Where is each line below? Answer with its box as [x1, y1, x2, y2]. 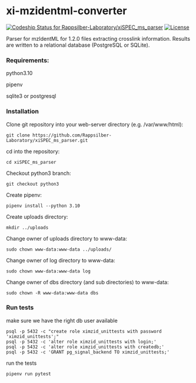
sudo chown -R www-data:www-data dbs [6, 290, 99, 296]
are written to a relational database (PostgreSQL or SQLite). [6, 41, 150, 48]
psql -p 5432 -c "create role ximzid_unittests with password [6, 328, 162, 335]
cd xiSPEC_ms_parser [6, 159, 57, 165]
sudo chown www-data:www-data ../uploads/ [6, 246, 112, 252]
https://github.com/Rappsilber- [32, 132, 112, 138]
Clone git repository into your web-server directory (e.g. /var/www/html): [6, 121, 184, 128]
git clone [6, 132, 31, 138]
